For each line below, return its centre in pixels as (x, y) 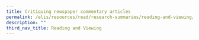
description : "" (26, 22)
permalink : (20, 17)
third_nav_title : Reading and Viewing (54, 28)
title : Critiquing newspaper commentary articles (69, 11)
